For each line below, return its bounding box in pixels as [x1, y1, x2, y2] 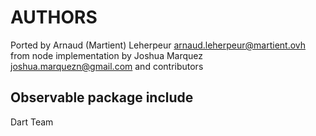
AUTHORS [10, 6, 98, 29]
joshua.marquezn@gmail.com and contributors [10, 60, 204, 72]
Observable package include [10, 89, 194, 106]
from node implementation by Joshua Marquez [10, 49, 204, 61]
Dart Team [10, 116, 54, 128]
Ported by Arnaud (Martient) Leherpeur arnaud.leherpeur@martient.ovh [10, 39, 307, 51]
